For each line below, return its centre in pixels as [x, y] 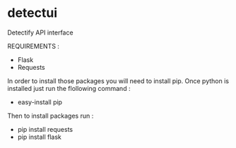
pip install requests [45, 129]
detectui [33, 13]
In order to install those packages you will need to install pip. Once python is [118, 81]
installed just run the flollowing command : [69, 88]
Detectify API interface [40, 32]
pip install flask [40, 137]
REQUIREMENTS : [34, 46]
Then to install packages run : [51, 116]
